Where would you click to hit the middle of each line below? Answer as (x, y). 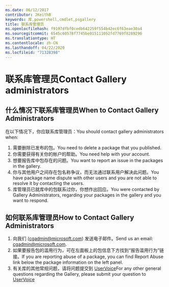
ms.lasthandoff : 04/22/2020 (35, 48)
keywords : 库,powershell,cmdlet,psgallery (50, 19)
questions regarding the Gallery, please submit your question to (79, 274)
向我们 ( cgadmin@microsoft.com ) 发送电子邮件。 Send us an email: (83, 239)
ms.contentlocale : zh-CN (32, 43)
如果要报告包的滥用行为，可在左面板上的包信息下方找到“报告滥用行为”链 (88, 250)
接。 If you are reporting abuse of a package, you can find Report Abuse (88, 257)
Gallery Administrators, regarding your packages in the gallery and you (87, 195)
